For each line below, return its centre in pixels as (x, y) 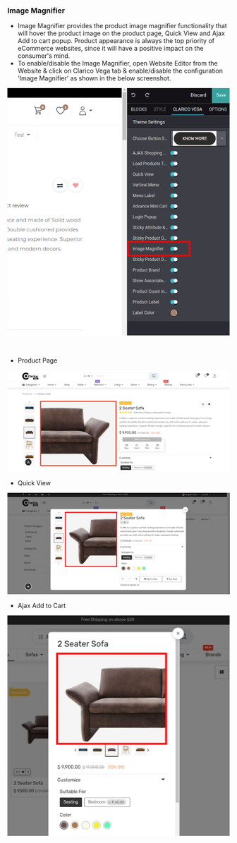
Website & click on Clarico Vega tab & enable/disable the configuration (120, 71)
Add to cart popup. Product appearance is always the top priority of (116, 41)
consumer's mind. (44, 56)
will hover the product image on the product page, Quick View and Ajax (121, 33)
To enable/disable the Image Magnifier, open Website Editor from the (117, 63)
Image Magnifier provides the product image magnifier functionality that (122, 26)
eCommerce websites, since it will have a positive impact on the (110, 49)
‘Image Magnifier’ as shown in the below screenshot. (94, 78)
